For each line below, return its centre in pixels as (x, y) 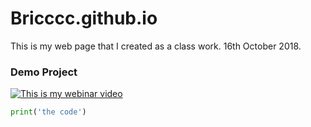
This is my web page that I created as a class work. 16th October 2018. (156, 46)
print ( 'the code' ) (48, 112)
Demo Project (44, 72)
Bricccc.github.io (84, 18)
